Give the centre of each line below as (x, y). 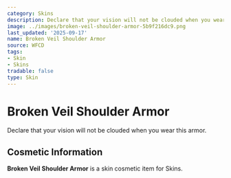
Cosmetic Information (55, 152)
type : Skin (23, 77)
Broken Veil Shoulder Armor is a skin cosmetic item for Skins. (95, 168)
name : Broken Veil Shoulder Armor (57, 39)
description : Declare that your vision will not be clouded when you (109, 20)
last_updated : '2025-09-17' (47, 33)
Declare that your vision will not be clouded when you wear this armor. (107, 131)
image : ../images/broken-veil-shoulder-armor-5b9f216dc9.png (97, 26)
